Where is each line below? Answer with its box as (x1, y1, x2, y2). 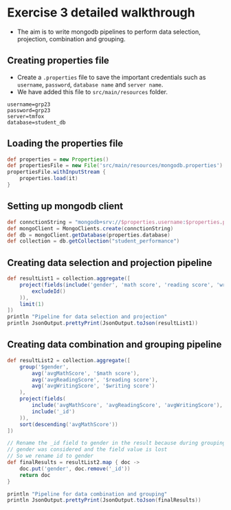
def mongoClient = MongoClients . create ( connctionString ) (7, 225, 174, 232)
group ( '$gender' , (19, 363, 69, 370)
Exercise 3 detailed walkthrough (7, 5, 195, 21)
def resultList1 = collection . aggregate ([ (7, 275, 131, 282)
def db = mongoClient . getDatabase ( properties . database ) (7, 232, 170, 239)
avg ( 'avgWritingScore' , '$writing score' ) (32, 383, 155, 390)
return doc (19, 472, 51, 478)
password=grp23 (7, 107, 51, 114)
